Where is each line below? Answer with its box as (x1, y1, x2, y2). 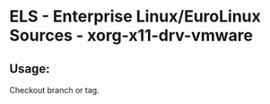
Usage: (9, 61, 51, 76)
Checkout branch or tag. (9, 85, 100, 95)
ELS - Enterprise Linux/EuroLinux (9, 6, 262, 27)
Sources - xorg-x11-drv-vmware (9, 25, 254, 46)
